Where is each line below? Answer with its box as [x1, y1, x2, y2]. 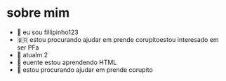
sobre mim [6, 5, 70, 21]
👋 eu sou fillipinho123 [16, 28, 79, 36]
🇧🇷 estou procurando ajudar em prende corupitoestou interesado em [16, 35, 219, 43]
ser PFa [16, 43, 39, 52]
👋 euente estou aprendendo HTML [16, 58, 117, 66]
